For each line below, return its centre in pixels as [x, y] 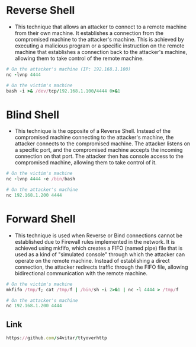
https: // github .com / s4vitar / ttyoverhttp [57, 338]
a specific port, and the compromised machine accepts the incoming [99, 150]
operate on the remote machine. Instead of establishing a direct [92, 260]
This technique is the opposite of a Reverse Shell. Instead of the [93, 131]
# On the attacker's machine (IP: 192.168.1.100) [69, 69]
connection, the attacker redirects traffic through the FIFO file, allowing [101, 267]
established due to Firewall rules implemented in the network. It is [95, 241]
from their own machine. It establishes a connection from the [89, 33]
